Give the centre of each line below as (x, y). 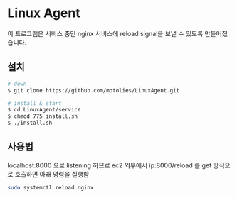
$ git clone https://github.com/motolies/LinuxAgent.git (94, 90)
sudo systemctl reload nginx (51, 187)
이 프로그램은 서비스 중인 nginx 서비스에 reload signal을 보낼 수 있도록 (105, 33)
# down (17, 84)
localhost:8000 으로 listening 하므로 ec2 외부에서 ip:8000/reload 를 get (110, 165)
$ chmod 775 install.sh (43, 116)
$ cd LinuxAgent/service (44, 110)
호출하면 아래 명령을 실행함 (52, 174)
